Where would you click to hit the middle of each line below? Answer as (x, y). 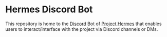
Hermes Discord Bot (49, 10)
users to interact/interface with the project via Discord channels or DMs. (82, 29)
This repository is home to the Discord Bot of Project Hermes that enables (83, 24)
